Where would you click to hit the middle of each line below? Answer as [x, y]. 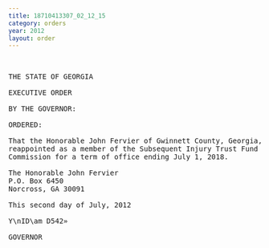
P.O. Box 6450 [36, 181]
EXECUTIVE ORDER [40, 93]
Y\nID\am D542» [38, 221]
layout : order [32, 38]
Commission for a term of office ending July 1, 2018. [118, 157]
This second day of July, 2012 [70, 205]
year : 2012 [26, 30]
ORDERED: [25, 125]
